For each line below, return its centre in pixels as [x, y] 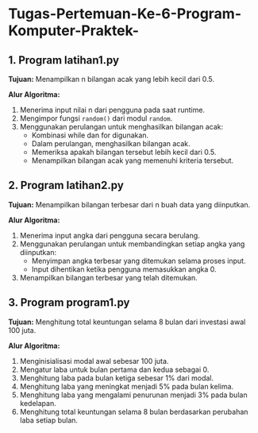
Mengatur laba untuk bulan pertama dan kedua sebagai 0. [114, 369]
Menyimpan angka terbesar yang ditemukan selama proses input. [139, 261]
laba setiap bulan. [48, 420]
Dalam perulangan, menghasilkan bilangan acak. [111, 143]
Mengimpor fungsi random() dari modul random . [96, 118]
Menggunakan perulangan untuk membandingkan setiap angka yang [132, 244]
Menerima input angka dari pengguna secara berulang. [110, 235]
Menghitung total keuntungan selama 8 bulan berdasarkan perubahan [134, 412]
